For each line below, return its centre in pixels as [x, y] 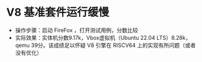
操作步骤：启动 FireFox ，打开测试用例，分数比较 [76, 30]
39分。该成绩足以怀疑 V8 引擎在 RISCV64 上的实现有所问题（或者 [113, 45]
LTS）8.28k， [174, 37]
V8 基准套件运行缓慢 [58, 12]
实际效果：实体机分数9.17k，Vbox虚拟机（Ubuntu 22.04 [85, 37]
